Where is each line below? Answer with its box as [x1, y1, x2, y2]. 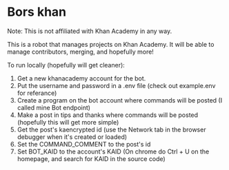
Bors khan [7, 4, 67, 20]
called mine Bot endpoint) [17, 103, 91, 111]
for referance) [17, 89, 57, 97]
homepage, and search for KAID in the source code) [17, 154, 166, 162]
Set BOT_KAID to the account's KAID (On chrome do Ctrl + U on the [17, 147, 210, 156]
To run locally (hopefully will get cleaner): [7, 61, 126, 69]
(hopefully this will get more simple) [17, 118, 119, 126]
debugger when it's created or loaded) [17, 132, 128, 141]
